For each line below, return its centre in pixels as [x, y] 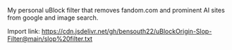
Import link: [24, 31]
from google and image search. [53, 18]
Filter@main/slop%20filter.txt [50, 39]
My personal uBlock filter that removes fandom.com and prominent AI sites [116, 10]
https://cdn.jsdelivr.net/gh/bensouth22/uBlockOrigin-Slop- [127, 31]
